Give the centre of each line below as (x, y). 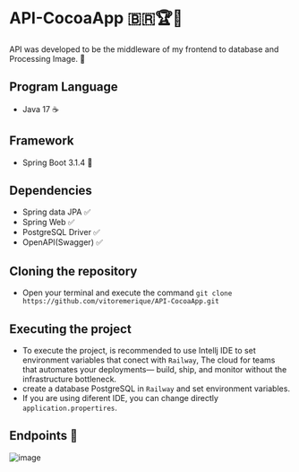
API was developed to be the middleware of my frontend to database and (144, 49)
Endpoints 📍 (44, 436)
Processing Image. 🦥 (47, 58)
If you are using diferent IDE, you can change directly (120, 398)
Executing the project (70, 329)
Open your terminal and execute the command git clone (127, 293)
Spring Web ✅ (48, 223)
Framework (42, 141)
